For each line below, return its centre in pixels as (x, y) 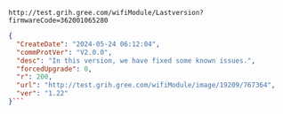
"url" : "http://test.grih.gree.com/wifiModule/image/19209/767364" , (146, 85)
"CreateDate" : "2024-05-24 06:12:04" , (89, 44)
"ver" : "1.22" (42, 94)
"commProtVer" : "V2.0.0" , (65, 52)
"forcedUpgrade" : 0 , (54, 69)
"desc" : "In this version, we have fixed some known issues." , (136, 61)
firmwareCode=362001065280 (58, 20)
